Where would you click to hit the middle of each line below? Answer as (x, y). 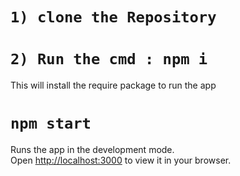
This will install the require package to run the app (113, 85)
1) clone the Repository (113, 17)
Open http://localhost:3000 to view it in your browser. (121, 160)
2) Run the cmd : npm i (109, 59)
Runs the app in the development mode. (92, 150)
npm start (51, 123)
